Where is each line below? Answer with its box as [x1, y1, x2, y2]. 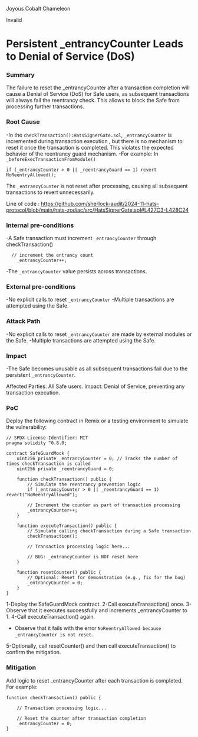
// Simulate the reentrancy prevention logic [27, 481, 141, 487]
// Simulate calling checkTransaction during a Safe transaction [27, 528, 192, 534]
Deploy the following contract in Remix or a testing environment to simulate [6, 417, 189, 425]
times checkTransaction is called [6, 461, 91, 467]
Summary [6, 71, 35, 79]
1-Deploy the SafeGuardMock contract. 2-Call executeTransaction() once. [6, 600, 185, 608]
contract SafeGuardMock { [6, 451, 70, 457]
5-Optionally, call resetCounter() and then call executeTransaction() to [6, 642, 176, 649]
